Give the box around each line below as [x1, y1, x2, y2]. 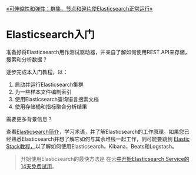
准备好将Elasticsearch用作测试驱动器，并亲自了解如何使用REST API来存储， [6, 48, 190, 55]
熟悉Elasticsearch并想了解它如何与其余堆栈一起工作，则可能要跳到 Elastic [11, 135, 190, 143]
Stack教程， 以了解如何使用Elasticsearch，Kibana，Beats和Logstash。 [6, 143, 178, 150]
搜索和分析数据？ [6, 55, 48, 63]
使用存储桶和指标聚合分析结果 [14, 103, 87, 110]
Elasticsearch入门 [6, 28, 95, 41]
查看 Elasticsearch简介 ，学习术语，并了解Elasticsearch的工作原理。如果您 [6, 128, 184, 135]
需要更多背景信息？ [6, 115, 53, 123]
